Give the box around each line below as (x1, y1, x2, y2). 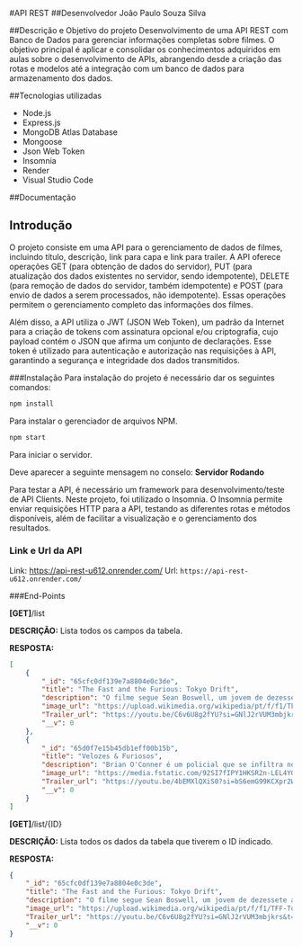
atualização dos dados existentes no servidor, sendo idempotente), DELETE (9, 270, 290, 281)
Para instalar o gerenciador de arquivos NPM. (9, 415, 178, 426)
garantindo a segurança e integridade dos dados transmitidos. (9, 354, 240, 365)
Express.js (22, 117, 61, 128)
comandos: (9, 381, 51, 392)
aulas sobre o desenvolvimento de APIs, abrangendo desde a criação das (9, 54, 282, 64)
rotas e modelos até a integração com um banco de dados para (9, 63, 244, 74)
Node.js (22, 108, 52, 118)
